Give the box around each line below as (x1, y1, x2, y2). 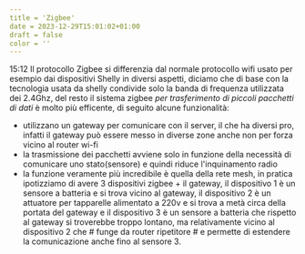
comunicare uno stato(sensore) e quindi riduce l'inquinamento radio (22, 158, 278, 169)
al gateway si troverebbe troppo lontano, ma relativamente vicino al (22, 217, 275, 228)
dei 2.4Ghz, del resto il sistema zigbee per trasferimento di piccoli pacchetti (9, 93, 294, 104)
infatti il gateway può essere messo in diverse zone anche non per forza (22, 129, 293, 141)
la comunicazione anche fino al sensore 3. (22, 236, 182, 247)
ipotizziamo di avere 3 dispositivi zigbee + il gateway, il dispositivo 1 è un (22, 178, 296, 189)
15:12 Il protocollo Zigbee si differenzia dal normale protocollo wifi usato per (9, 64, 293, 75)
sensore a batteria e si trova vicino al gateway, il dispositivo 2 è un (22, 188, 271, 198)
